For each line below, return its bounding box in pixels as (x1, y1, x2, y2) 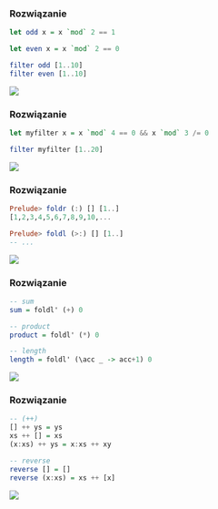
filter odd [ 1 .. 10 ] (9, 61, 84, 70)
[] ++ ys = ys (9, 422, 64, 433)
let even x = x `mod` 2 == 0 (9, 45, 120, 54)
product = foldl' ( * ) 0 (9, 331, 100, 340)
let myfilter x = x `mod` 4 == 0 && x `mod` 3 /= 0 (9, 128, 209, 138)
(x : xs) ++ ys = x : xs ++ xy (9, 440, 112, 449)
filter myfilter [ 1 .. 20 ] (9, 145, 104, 154)
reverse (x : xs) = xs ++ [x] (9, 473, 116, 483)
